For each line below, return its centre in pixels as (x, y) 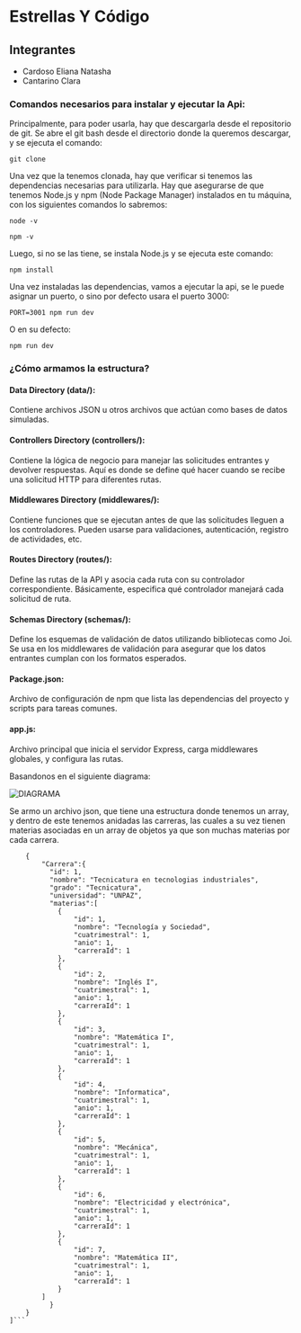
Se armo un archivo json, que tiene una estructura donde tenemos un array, (149, 810)
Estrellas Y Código (80, 17)
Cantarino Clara (51, 81)
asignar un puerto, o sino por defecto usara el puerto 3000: (120, 296)
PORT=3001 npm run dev (52, 313)
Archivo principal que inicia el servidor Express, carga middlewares (134, 749)
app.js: (22, 729)
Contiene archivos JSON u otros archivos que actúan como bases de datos (148, 410)
